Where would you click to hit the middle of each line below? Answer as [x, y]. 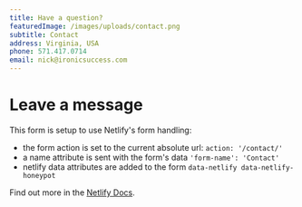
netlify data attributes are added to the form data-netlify [130, 167]
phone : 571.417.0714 [49, 52]
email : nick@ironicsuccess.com [68, 60]
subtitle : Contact [44, 34]
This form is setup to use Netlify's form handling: [101, 130]
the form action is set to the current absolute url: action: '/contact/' [152, 147]
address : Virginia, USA [54, 43]
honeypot [39, 175]
